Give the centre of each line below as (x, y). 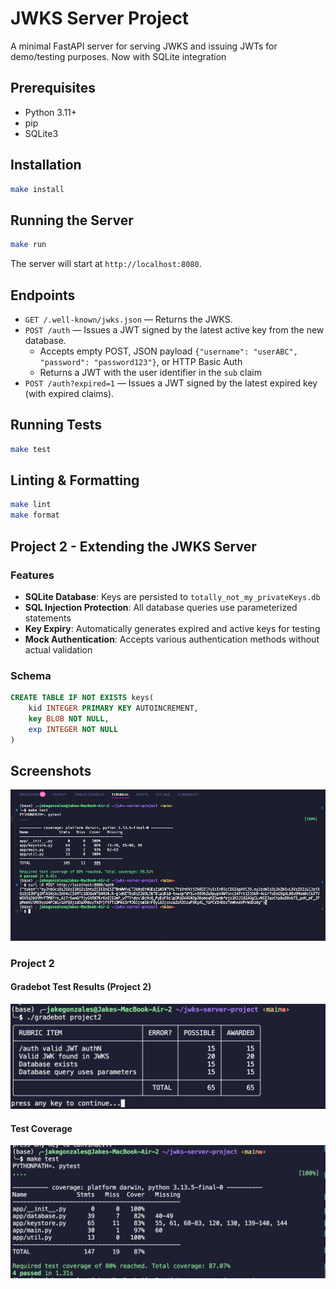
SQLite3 (41, 133)
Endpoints (43, 295)
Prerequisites (53, 88)
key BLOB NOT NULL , (69, 718)
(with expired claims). (69, 393)
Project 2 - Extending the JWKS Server (133, 546)
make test (31, 449)
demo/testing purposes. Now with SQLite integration (118, 56)
